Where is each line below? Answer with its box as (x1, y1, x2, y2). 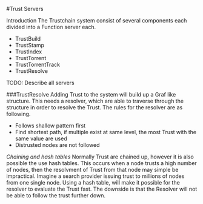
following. (6, 110, 31, 117)
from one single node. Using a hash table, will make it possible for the (6, 179, 180, 186)
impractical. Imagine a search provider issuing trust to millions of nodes (6, 172, 185, 180)
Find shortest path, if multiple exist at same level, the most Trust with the (15, 129, 197, 135)
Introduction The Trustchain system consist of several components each (6, 17, 187, 24)
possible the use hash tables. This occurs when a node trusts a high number (6, 160, 197, 166)
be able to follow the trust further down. (6, 192, 106, 199)
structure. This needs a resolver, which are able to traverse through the (6, 97, 184, 104)
